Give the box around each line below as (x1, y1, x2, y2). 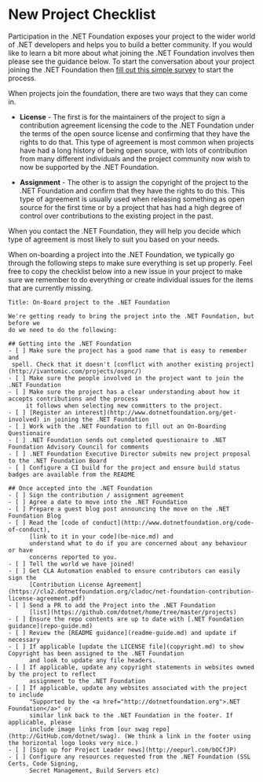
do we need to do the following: (8, 326, 118, 334)
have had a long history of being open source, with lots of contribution (19, 146, 247, 155)
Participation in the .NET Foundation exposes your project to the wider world (8, 31, 256, 41)
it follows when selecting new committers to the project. (25, 401, 223, 410)
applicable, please (8, 718, 72, 726)
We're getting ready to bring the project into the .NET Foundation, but (8, 312, 255, 320)
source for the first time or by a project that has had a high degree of (19, 202, 242, 212)
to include (8, 691, 44, 699)
